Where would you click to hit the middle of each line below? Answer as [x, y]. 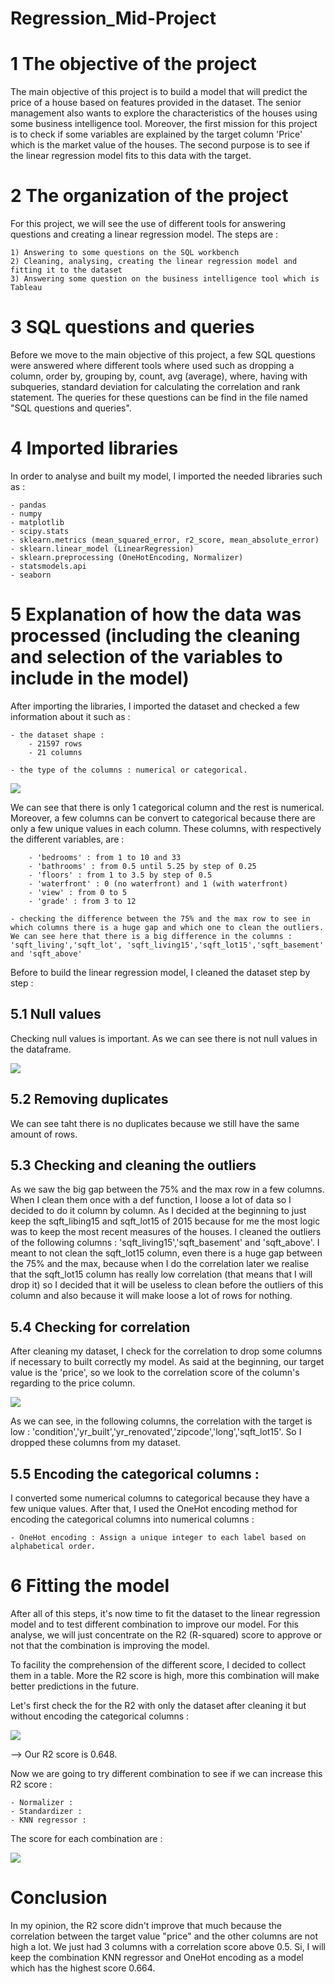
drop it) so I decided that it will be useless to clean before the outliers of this [167, 1285]
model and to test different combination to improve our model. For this [154, 1624]
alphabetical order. [53, 1546]
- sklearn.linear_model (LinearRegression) [102, 548]
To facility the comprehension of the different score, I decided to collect [158, 1664]
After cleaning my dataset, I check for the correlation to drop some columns [166, 1351]
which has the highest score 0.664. [83, 1968]
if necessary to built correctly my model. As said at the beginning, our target [167, 1362]
